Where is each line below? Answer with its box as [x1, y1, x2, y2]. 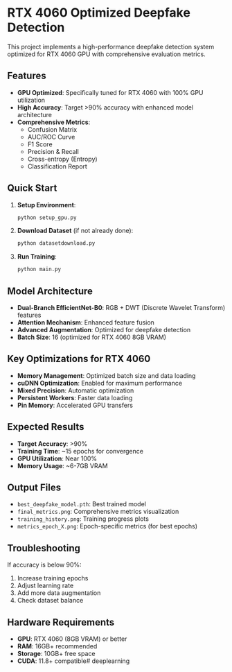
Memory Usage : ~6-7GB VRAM [17, 461, 109, 469]
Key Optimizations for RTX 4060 [7, 353, 151, 365]
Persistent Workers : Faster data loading [17, 393, 133, 402]
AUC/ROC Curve [27, 132, 75, 141]
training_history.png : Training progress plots [17, 515, 149, 523]
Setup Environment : [17, 200, 76, 209]
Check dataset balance [17, 596, 84, 605]
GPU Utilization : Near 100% [17, 454, 98, 463]
